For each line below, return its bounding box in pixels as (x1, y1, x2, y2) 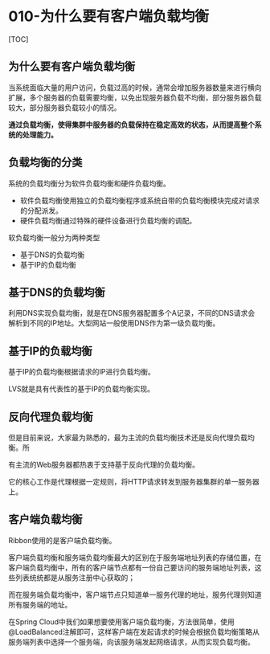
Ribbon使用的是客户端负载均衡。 (8, 535, 117, 545)
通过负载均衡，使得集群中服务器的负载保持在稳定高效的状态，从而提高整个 (8, 120, 255, 129)
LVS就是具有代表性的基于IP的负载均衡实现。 (8, 384, 155, 394)
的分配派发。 (19, 206, 63, 215)
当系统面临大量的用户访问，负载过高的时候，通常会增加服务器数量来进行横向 (8, 82, 262, 92)
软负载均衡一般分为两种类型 (8, 232, 100, 242)
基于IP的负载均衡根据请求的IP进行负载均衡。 (8, 367, 155, 377)
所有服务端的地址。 (8, 599, 72, 609)
